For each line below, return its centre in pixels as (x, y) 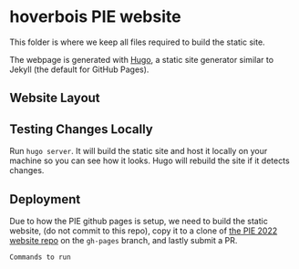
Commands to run (40, 257)
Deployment (45, 199)
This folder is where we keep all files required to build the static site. (138, 42)
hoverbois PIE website (95, 17)
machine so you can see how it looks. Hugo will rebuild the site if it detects (149, 160)
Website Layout (55, 98)
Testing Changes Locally (81, 129)
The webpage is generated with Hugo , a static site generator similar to (142, 59)
